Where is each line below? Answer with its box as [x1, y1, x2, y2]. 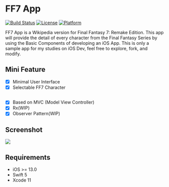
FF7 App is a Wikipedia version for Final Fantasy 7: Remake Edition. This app [5, 29, 164, 35]
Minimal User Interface [12, 78, 61, 84]
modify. [5, 51, 21, 57]
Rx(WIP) [12, 105, 30, 111]
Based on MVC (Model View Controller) [12, 99, 95, 106]
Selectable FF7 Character [12, 84, 66, 90]
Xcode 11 [12, 177, 31, 183]
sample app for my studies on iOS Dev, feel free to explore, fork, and [5, 45, 148, 51]
